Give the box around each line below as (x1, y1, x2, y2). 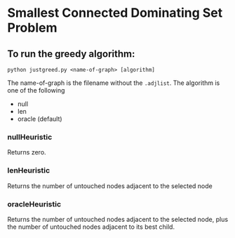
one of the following (7, 86, 65, 94)
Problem (7, 20, 58, 36)
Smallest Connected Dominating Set (7, 5, 223, 21)
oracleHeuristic (7, 199, 62, 209)
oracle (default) (17, 114, 62, 123)
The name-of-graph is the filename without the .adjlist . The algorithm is (7, 79, 220, 87)
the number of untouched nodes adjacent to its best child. (7, 223, 175, 231)
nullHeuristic (7, 132, 53, 142)
